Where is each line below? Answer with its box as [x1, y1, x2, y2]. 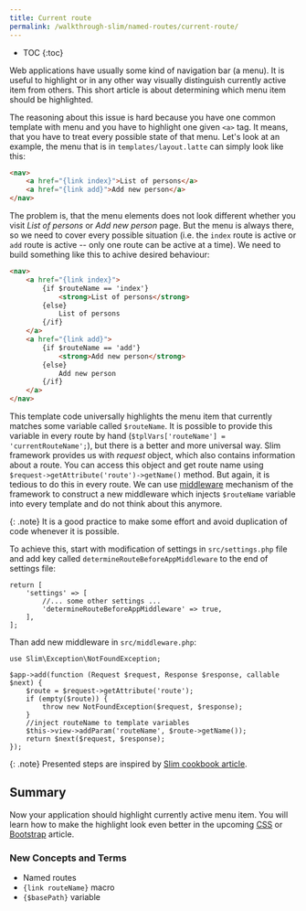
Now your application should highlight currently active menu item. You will [9, 809, 289, 820]
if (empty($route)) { [26, 694, 108, 703]
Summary [9, 785, 67, 800]
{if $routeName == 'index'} [42, 284, 149, 293]
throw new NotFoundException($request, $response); [42, 702, 244, 712]
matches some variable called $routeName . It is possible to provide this [9, 421, 273, 431]
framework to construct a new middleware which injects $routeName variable [9, 488, 296, 499]
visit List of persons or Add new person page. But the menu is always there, [9, 220, 295, 230]
